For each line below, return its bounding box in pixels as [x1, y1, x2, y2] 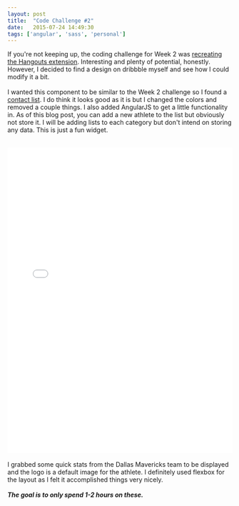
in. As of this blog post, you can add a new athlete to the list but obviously [7, 111, 225, 119]
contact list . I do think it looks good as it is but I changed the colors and [7, 96, 218, 104]
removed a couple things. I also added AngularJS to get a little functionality [7, 103, 228, 111]
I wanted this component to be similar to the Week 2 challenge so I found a [7, 88, 227, 96]
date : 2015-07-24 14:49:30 [7, 24, 94, 31]
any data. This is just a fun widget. [7, 126, 108, 134]
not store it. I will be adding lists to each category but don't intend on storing [7, 118, 232, 127]
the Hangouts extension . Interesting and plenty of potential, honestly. [7, 58, 210, 66]
